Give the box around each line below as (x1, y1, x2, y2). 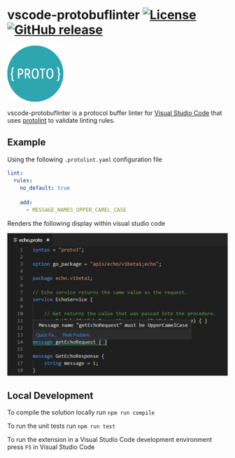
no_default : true (20, 184, 71, 191)
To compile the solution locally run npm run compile (7, 408, 155, 417)
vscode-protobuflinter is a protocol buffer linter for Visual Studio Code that (7, 109, 222, 117)
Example (7, 137, 46, 149)
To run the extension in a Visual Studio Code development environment (7, 436, 213, 444)
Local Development (7, 389, 94, 401)
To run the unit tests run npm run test (7, 422, 115, 431)
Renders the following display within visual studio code (7, 220, 166, 227)
